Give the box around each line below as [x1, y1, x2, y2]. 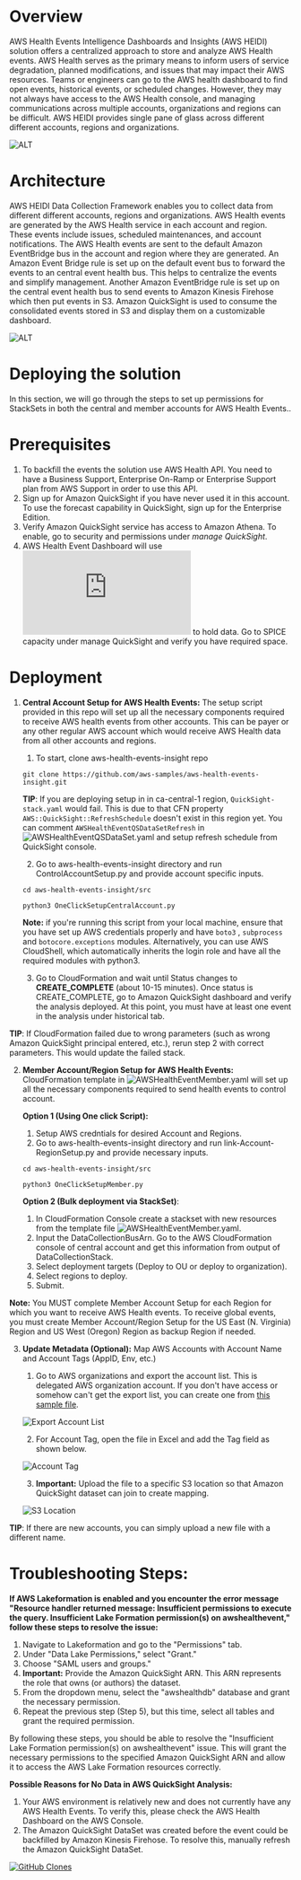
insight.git [21, 777, 67, 786]
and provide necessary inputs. [96, 1146, 209, 1157]
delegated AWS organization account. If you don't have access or [35, 1380, 279, 1391]
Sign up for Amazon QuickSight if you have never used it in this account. [21, 492, 290, 504]
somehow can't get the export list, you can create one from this [35, 1389, 271, 1400]
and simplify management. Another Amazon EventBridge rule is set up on [9, 277, 280, 287]
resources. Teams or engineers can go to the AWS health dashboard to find [9, 74, 288, 84]
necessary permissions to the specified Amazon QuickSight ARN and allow [9, 1752, 286, 1762]
